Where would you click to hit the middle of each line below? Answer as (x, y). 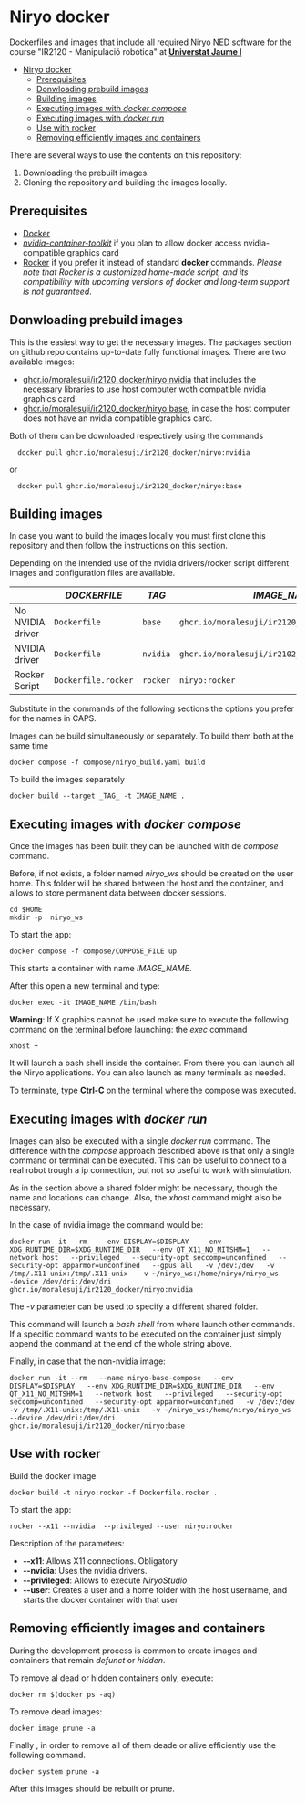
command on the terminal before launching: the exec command (128, 1030)
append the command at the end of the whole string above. (121, 1343)
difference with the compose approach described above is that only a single (152, 1151)
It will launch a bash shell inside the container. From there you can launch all (152, 1063)
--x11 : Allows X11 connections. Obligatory (100, 1561)
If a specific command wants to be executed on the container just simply (146, 1334)
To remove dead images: (56, 1711)
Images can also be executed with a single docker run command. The (140, 1141)
